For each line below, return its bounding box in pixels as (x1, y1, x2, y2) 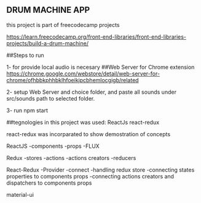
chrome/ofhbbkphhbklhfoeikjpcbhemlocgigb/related (6, 76, 140, 83)
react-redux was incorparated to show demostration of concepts (6, 130, 171, 137)
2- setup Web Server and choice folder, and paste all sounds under (6, 88, 177, 96)
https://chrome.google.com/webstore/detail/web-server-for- (6, 70, 160, 77)
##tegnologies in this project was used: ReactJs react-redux (6, 118, 160, 126)
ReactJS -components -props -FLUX (6, 142, 100, 150)
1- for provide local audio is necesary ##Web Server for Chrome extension (6, 63, 195, 71)
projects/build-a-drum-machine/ (6, 39, 89, 47)
